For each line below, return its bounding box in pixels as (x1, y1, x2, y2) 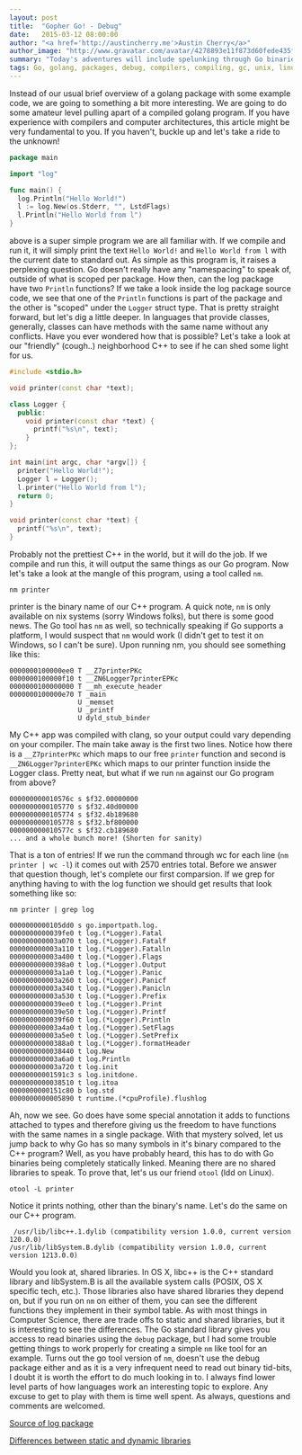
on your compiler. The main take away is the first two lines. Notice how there (9, 738, 293, 749)
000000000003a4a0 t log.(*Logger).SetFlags (9, 1022, 175, 1032)
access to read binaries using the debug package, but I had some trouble (9, 1333, 277, 1344)
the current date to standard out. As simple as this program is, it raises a (9, 254, 277, 265)
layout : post (9, 13, 58, 22)
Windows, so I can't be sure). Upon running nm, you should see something (9, 639, 286, 650)
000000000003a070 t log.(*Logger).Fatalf (9, 936, 167, 945)
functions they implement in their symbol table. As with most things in (9, 1305, 268, 1316)
